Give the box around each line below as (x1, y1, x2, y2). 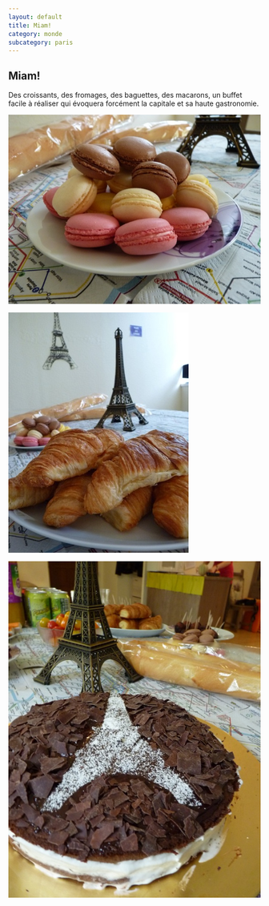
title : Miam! (8, 21, 52, 30)
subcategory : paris (8, 38, 74, 46)
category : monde (8, 30, 62, 38)
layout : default (8, 13, 62, 21)
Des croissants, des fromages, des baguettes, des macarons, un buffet (8, 91, 243, 100)
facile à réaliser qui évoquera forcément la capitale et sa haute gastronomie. (8, 99, 259, 108)
